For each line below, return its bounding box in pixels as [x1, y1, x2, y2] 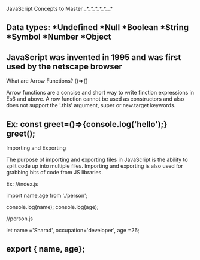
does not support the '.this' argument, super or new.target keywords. [6, 102, 176, 109]
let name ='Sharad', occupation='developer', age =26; [6, 227, 140, 234]
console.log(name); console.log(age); [6, 204, 99, 211]
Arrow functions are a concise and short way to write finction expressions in [6, 89, 195, 96]
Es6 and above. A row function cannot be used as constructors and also [6, 95, 184, 102]
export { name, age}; [6, 244, 85, 254]
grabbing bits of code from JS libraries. [6, 169, 103, 176]
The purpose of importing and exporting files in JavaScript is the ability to [6, 156, 188, 164]
